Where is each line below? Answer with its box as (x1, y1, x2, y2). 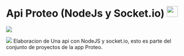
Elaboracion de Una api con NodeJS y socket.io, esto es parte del (13, 38, 171, 44)
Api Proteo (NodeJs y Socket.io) (6, 7, 165, 20)
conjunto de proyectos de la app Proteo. (6, 43, 103, 50)
